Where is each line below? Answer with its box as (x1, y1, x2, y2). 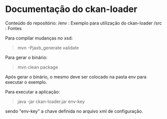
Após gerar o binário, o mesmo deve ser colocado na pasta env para (5, 73, 146, 79)
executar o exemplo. (5, 79, 47, 85)
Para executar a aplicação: (5, 88, 60, 94)
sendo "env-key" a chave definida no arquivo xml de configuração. (5, 108, 143, 114)
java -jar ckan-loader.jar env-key (17, 98, 85, 104)
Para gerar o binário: (5, 54, 47, 60)
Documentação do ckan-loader (5, 3, 137, 15)
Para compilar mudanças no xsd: (5, 35, 73, 41)
